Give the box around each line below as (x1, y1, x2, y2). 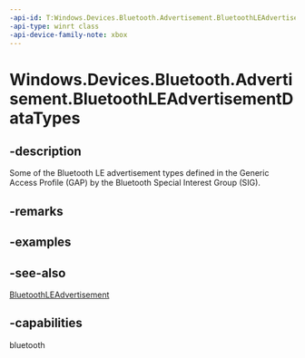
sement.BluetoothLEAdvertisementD (9, 88, 294, 109)
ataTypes (9, 108, 81, 128)
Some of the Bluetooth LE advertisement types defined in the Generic (9, 168, 270, 179)
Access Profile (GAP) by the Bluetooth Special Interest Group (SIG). (9, 178, 261, 189)
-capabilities (9, 315, 84, 331)
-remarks (9, 203, 64, 218)
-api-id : (9, 13, 43, 23)
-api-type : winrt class (9, 22, 100, 31)
